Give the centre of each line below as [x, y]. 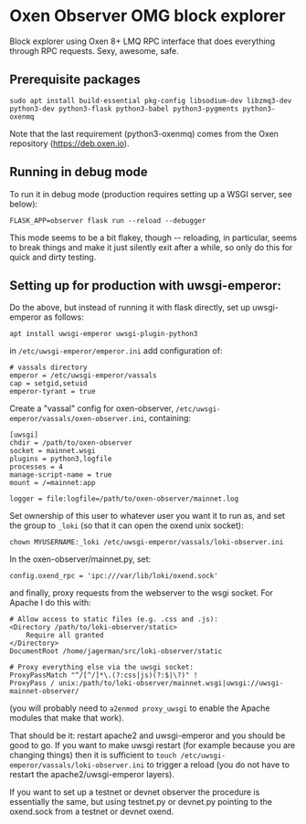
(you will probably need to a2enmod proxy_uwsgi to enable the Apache [140, 708]
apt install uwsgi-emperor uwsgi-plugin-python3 [104, 334]
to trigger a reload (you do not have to [218, 765]
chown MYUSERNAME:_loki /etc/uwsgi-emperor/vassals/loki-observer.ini [147, 543]
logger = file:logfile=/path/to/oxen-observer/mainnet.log [124, 499]
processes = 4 [37, 467]
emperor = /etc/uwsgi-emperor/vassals [83, 375]
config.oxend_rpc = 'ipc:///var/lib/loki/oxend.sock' [114, 576]
